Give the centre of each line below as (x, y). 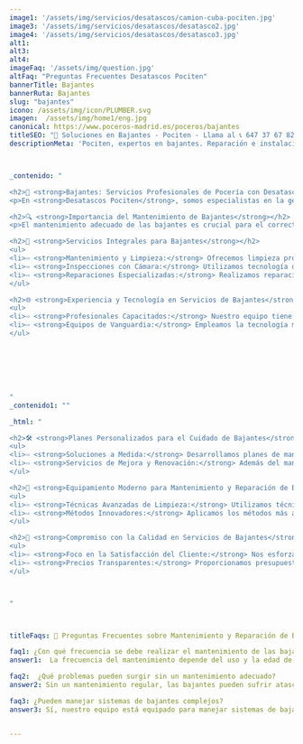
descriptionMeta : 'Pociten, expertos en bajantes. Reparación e (133, 144)
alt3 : (19, 51)
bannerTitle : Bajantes (52, 85)
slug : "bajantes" (42, 102)
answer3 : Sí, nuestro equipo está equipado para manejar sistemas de (143, 710)
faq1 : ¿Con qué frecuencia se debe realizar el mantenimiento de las (143, 652)
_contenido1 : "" (40, 405)
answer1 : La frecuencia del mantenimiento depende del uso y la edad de (151, 660)
